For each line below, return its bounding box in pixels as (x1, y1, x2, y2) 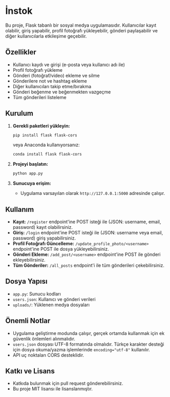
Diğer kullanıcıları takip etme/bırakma (12, 83, 92, 89)
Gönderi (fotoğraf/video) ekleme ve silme (12, 72, 100, 78)
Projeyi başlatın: (12, 161, 49, 167)
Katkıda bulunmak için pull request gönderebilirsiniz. (12, 380, 123, 387)
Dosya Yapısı (5, 277, 48, 286)
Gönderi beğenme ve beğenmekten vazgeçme (12, 89, 111, 95)
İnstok (5, 5, 33, 17)
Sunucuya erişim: (12, 180, 51, 187)
